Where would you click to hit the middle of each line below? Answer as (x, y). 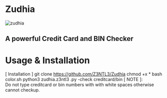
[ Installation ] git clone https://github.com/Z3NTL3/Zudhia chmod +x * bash (84, 74)
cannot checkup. (22, 90)
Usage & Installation (47, 60)
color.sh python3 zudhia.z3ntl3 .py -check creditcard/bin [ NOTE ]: (74, 79)
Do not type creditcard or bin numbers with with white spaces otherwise (79, 85)
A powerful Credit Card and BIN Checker (69, 39)
